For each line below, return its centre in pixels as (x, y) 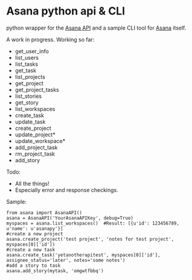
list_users (27, 57)
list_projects (30, 77)
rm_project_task (35, 154)
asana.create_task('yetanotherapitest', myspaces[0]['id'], (84, 255)
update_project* (35, 135)
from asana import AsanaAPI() (44, 212)
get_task (26, 70)
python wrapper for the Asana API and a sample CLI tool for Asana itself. (96, 28)
